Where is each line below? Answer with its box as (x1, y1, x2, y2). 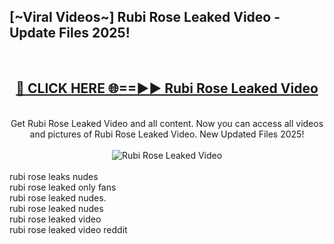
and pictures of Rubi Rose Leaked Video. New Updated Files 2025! (29, 128, 305, 140)
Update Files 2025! (9, 25, 131, 42)
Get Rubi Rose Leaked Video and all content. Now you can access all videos (10, 117, 324, 129)
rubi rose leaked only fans (9, 181, 117, 193)
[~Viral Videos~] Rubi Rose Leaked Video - (9, 9, 281, 26)
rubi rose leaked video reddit (9, 223, 128, 235)
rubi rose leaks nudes (9, 170, 99, 182)
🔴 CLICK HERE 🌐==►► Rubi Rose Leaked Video (15, 80, 319, 97)
